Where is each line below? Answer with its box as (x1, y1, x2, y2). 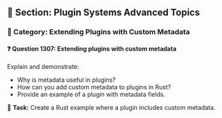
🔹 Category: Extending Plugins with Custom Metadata (7, 27, 190, 37)
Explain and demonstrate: (7, 62, 79, 70)
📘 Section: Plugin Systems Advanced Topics (7, 7, 200, 18)
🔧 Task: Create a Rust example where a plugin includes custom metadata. (7, 103, 216, 111)
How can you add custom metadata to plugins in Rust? (16, 83, 171, 91)
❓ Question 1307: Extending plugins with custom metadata (7, 44, 177, 53)
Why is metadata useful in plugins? (16, 76, 116, 84)
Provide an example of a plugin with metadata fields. (16, 90, 166, 98)
